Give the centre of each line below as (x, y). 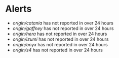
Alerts (18, 9)
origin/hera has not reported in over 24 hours (60, 34)
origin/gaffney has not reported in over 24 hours (63, 28)
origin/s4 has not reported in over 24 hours (57, 50)
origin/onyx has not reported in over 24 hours (60, 44)
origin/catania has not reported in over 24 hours (63, 23)
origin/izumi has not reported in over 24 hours (61, 39)
